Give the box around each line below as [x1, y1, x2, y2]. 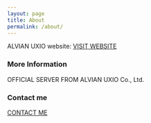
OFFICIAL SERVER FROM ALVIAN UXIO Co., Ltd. [7, 75, 145, 83]
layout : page [7, 10, 45, 17]
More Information [7, 60, 67, 69]
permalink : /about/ [7, 23, 64, 30]
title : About [7, 17, 45, 24]
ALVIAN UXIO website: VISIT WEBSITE [7, 42, 117, 51]
